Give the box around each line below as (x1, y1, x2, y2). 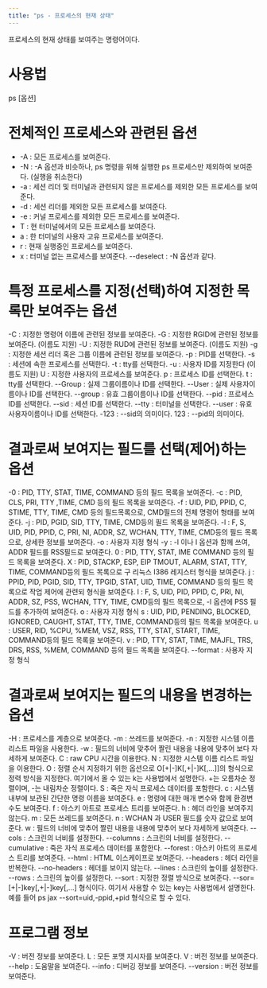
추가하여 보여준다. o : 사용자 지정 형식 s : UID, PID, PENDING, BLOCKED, (22, 607, 251, 617)
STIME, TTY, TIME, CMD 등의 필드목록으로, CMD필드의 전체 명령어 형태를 (8, 508, 241, 517)
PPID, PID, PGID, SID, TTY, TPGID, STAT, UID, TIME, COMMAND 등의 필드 (8, 578, 246, 587)
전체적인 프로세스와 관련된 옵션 (8, 124, 198, 142)
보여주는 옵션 (37, 301, 118, 320)
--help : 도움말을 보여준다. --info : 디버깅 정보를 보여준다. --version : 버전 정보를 (8, 962, 259, 971)
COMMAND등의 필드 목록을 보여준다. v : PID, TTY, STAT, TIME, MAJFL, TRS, (8, 636, 253, 645)
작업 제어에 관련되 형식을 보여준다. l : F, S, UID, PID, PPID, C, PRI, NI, (29, 587, 245, 597)
